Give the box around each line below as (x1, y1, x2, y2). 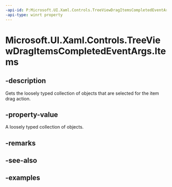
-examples (5, 174, 40, 182)
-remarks (5, 139, 36, 148)
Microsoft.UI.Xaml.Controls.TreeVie (5, 34, 161, 46)
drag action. (5, 95, 31, 101)
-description (5, 76, 46, 85)
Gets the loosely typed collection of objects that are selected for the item (5, 90, 160, 96)
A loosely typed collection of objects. (5, 124, 84, 130)
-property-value (5, 110, 58, 119)
